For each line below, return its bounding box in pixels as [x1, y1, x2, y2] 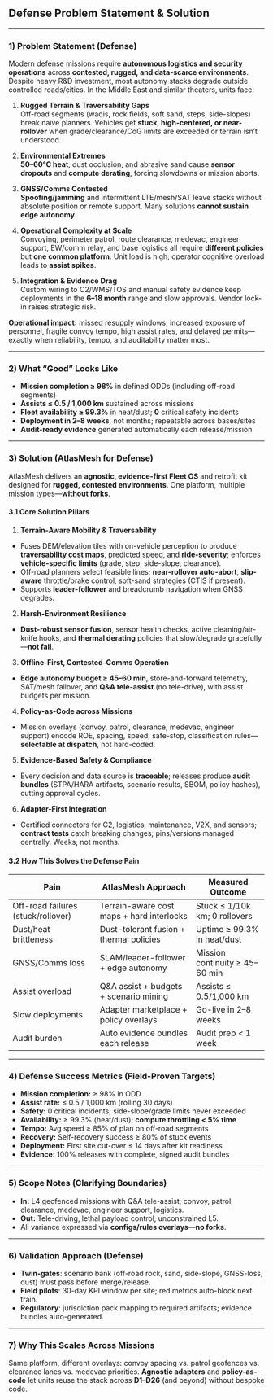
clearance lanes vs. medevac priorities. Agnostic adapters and [8, 1367, 220, 1376]
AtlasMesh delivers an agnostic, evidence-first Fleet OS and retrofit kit [8, 471, 248, 481]
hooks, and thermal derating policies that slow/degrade [39, 632, 227, 642]
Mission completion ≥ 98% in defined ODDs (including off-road [19, 382, 236, 392]
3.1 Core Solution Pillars [8, 507, 90, 517]
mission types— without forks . [8, 488, 111, 498]
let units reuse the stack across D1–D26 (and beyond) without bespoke [27, 1376, 265, 1385]
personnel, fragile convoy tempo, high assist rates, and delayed [8, 326, 221, 336]
